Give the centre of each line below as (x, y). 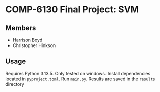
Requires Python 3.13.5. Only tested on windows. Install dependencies (78, 73)
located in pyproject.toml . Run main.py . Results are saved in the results (80, 79)
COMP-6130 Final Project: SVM (72, 9)
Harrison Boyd (28, 40)
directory (15, 84)
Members (21, 28)
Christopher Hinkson (34, 45)
